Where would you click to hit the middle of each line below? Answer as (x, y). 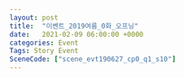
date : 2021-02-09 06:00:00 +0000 (77, 34)
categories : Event (44, 43)
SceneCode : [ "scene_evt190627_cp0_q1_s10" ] (93, 59)
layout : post (34, 17)
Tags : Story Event (44, 51)
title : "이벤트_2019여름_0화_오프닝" (74, 26)
